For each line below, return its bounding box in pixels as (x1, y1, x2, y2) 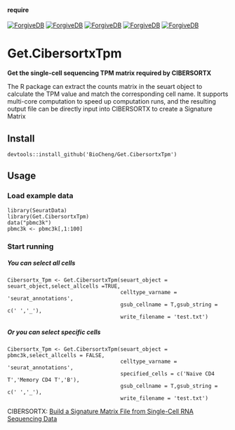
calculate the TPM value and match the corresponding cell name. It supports (7, 90, 229, 98)
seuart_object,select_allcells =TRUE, (7, 282, 121, 290)
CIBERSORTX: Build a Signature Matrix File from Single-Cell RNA (7, 407, 194, 415)
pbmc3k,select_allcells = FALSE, (7, 352, 105, 359)
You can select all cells (7, 259, 76, 268)
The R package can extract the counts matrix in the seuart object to (7, 83, 203, 91)
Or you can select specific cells (7, 328, 101, 336)
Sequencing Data (7, 414, 58, 423)
